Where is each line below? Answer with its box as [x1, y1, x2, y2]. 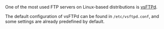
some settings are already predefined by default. [5, 19, 105, 24]
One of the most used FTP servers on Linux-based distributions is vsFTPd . [5, 4, 158, 10]
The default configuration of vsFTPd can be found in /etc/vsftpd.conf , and [5, 14, 160, 19]
